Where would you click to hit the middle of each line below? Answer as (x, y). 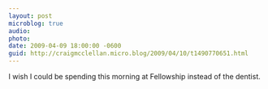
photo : (19, 38)
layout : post (30, 16)
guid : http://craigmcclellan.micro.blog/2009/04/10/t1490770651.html (129, 53)
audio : (19, 31)
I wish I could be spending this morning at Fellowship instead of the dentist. (135, 76)
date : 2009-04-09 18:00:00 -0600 (65, 46)
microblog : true (36, 23)
